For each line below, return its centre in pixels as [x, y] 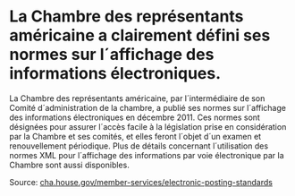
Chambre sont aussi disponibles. [69, 165]
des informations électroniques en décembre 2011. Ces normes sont [135, 117]
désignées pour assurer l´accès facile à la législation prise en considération [148, 126]
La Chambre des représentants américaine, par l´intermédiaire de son [137, 98]
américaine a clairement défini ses [140, 35]
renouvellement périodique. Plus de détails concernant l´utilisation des [139, 146]
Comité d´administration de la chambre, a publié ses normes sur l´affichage [147, 107]
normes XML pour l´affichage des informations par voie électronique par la [147, 155]
